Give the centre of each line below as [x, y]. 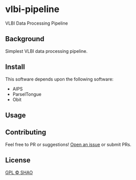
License [18, 160]
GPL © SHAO [19, 172]
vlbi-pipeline [32, 9]
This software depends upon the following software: [59, 79]
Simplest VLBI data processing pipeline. [47, 51]
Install [15, 67]
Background [25, 39]
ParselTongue [27, 94]
